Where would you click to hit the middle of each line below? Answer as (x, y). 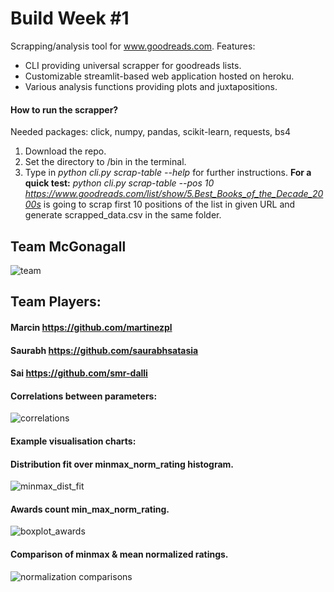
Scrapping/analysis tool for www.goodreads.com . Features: (133, 46)
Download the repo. (65, 151)
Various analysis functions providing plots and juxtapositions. (151, 86)
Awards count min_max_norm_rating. (90, 509)
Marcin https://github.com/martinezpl (91, 327)
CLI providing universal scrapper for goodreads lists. (133, 65)
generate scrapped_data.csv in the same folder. (123, 215)
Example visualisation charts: (73, 441)
